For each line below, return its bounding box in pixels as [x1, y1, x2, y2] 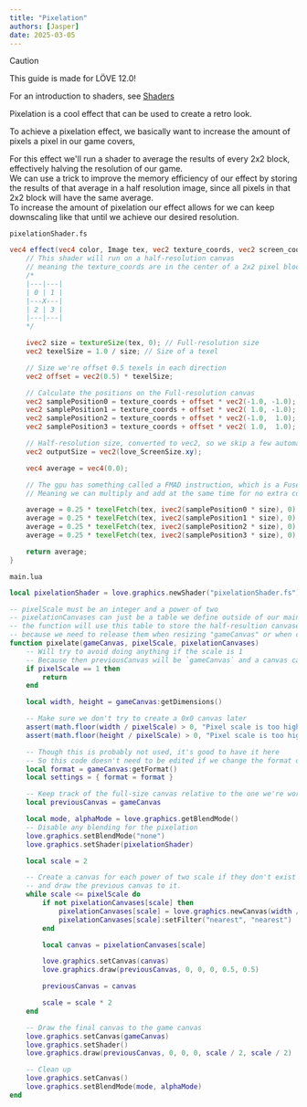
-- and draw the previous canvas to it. [26, 881, 182, 891]
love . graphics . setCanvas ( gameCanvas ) [26, 1031, 170, 1041]
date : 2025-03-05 [9, 30, 76, 39]
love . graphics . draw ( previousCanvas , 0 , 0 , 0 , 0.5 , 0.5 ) [42, 965, 259, 975]
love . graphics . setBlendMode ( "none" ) [26, 831, 166, 840]
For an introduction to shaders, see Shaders [9, 90, 175, 101]
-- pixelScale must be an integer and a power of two [9, 605, 219, 614]
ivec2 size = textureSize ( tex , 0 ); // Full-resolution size [26, 339, 259, 348]
